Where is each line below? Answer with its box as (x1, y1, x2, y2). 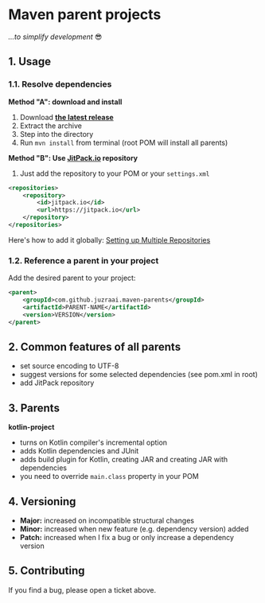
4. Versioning (8, 495, 76, 508)
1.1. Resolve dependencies (8, 79, 112, 90)
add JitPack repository (19, 378, 95, 387)
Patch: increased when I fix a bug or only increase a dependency (19, 532, 235, 542)
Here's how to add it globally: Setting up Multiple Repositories (8, 235, 211, 244)
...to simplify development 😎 (8, 32, 103, 41)
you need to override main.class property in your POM (19, 472, 199, 481)
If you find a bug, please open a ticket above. (8, 585, 157, 594)
